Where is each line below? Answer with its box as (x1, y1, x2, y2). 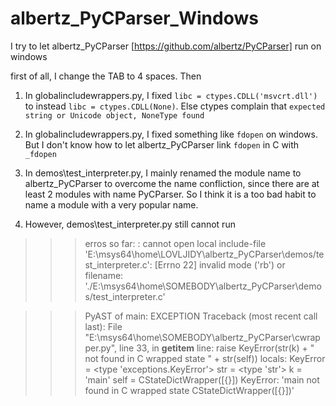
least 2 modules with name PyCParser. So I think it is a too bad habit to (24, 188, 317, 200)
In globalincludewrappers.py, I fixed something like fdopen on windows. (24, 128, 319, 140)
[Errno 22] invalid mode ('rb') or (154, 258, 286, 271)
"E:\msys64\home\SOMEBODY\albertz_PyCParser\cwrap (84, 331, 321, 343)
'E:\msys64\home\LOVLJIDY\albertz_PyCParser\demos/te (84, 248, 325, 260)
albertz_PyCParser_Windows (10, 7, 259, 30)
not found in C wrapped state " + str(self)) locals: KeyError (84, 352, 326, 364)
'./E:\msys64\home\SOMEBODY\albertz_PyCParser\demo (84, 280, 322, 292)
